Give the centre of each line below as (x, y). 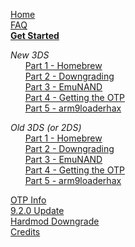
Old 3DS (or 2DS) (46, 127)
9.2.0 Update (37, 210)
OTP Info (28, 200)
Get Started (35, 35)
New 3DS (30, 55)
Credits (25, 232)
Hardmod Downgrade (55, 221)
